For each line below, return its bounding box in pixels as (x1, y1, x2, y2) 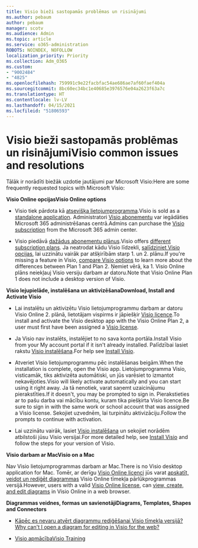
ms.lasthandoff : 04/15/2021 (6, 102, 76, 108)
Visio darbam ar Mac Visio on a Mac (6, 451, 95, 459)
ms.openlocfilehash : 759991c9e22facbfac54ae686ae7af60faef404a (6, 81, 165, 86)
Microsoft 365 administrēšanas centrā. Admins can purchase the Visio (14, 220, 185, 227)
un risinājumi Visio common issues (6, 146, 179, 159)
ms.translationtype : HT (6, 91, 65, 97)
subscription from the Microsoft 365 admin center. (14, 226, 138, 233)
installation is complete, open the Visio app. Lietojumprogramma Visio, (14, 366, 186, 373)
